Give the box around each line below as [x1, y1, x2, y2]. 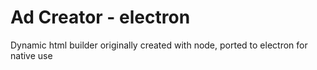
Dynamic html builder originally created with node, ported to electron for [10, 39, 308, 51]
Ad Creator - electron [10, 6, 191, 29]
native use [10, 49, 53, 61]
